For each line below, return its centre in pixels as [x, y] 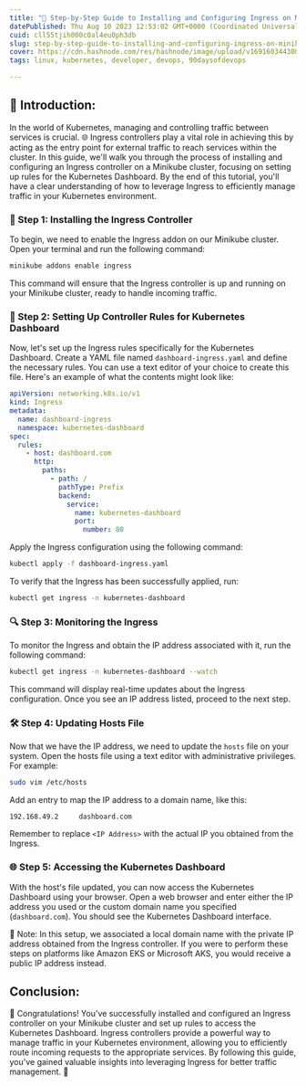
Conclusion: [45, 991]
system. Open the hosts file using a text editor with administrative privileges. [153, 756]
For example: [34, 766]
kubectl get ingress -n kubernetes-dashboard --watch [114, 672]
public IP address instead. [58, 963]
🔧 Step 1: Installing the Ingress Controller [101, 219]
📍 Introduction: [53, 105]
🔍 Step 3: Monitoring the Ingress [84, 622]
